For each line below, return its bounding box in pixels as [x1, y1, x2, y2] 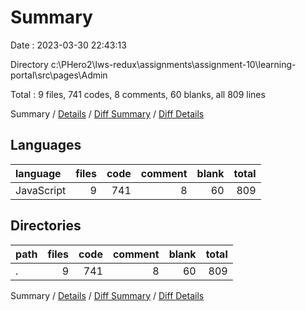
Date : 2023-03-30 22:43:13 [10, 39, 127, 51]
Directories [10, 217, 82, 235]
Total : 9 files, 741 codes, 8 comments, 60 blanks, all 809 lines [10, 88, 266, 100]
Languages [10, 137, 82, 154]
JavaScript [15, 183, 67, 197]
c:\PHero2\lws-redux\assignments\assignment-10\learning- [50, 58, 297, 70]
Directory [10, 58, 49, 70]
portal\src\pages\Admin [10, 69, 108, 81]
